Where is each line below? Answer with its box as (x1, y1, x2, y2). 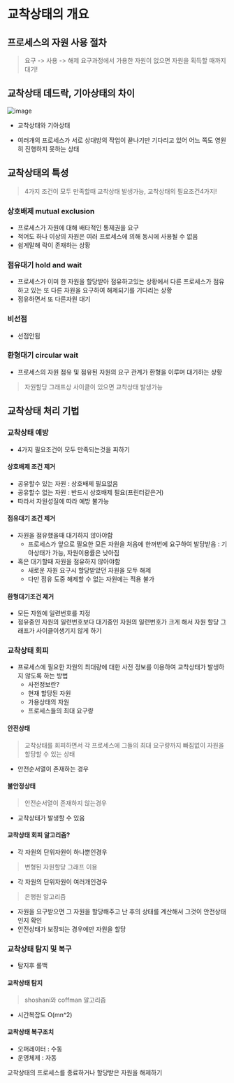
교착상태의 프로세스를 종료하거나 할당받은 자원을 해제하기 (7, 1068, 163, 1077)
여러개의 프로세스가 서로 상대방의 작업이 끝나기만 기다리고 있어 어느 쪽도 (17, 136, 214, 144)
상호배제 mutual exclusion (7, 206, 95, 216)
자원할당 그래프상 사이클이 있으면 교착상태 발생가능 (24, 382, 163, 391)
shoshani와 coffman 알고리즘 (24, 995, 106, 1004)
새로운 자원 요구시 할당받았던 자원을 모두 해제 (27, 566, 152, 574)
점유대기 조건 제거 (7, 514, 56, 522)
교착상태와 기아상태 (17, 120, 71, 130)
